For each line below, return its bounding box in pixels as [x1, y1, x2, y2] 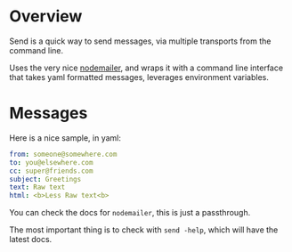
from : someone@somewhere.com [9, 150, 118, 159]
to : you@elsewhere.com [9, 158, 93, 167]
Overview [9, 6, 83, 27]
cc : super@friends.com [9, 167, 93, 175]
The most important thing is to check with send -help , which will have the [9, 224, 279, 235]
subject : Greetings [9, 175, 82, 183]
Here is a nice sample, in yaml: [9, 132, 122, 143]
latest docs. [9, 234, 53, 245]
